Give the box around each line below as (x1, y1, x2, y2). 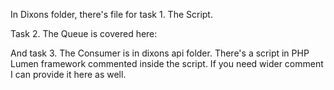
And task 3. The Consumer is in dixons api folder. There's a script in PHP (10, 47, 310, 59)
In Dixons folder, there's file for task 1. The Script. (10, 9, 213, 20)
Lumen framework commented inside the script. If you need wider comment (10, 58, 324, 69)
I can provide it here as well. (10, 69, 127, 80)
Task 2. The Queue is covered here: (10, 28, 158, 39)
